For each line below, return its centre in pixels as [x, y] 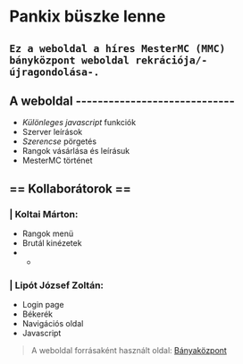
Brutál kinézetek [52, 243]
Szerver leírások [52, 132]
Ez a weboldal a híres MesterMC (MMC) [117, 48]
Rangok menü [48, 233]
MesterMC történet [57, 161]
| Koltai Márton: [44, 214]
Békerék [38, 314]
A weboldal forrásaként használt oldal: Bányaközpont [129, 351]
